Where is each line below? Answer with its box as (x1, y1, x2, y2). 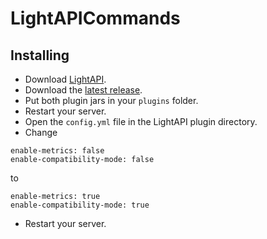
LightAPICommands (10, 7, 181, 30)
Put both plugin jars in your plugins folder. (24, 95, 199, 106)
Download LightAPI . (24, 73, 107, 85)
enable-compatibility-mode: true (10, 200, 150, 210)
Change (24, 127, 58, 138)
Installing (10, 47, 70, 64)
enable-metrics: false (10, 146, 105, 156)
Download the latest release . (24, 84, 143, 96)
